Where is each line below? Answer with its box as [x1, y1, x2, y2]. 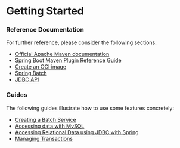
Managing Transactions [14, 135, 73, 142]
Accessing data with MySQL [14, 122, 85, 129]
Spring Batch [14, 70, 47, 77]
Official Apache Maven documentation [14, 51, 110, 58]
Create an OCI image [14, 63, 67, 70]
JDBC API [14, 76, 39, 83]
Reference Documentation [6, 26, 85, 34]
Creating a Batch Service [14, 116, 76, 123]
